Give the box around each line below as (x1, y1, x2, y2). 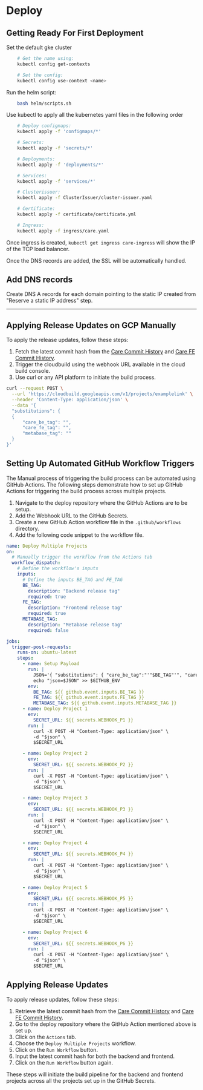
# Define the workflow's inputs (17, 565, 98, 572)
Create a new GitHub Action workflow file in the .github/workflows (14, 518, 181, 525)
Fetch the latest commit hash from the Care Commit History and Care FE (14, 348, 195, 355)
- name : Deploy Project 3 (22, 795, 88, 801)
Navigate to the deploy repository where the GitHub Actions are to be (14, 499, 188, 506)
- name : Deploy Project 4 (22, 839, 88, 846)
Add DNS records (6, 275, 73, 285)
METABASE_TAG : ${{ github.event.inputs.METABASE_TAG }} (33, 700, 177, 706)
